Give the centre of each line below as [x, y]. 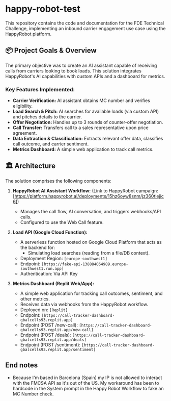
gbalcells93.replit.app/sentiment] [58, 349]
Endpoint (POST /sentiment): [50, 344]
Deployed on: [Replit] [44, 310]
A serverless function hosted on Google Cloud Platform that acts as [91, 242]
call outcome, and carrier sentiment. [51, 144]
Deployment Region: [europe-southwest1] [64, 258]
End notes [22, 365]
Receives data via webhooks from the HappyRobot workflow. [84, 304]
